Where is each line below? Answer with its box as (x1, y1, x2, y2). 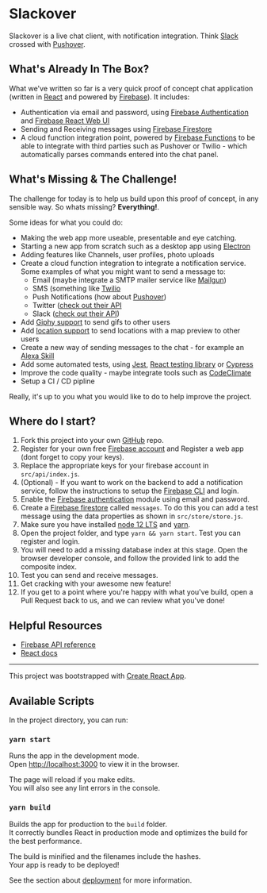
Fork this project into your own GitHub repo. (20, 436, 165, 445)
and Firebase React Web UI (20, 116, 110, 125)
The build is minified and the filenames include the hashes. (9, 851, 201, 861)
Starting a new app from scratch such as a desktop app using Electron (20, 241, 250, 251)
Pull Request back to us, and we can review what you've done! (20, 596, 225, 606)
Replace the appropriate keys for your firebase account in (20, 461, 209, 471)
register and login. (20, 537, 80, 546)
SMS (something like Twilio (32, 283, 121, 293)
